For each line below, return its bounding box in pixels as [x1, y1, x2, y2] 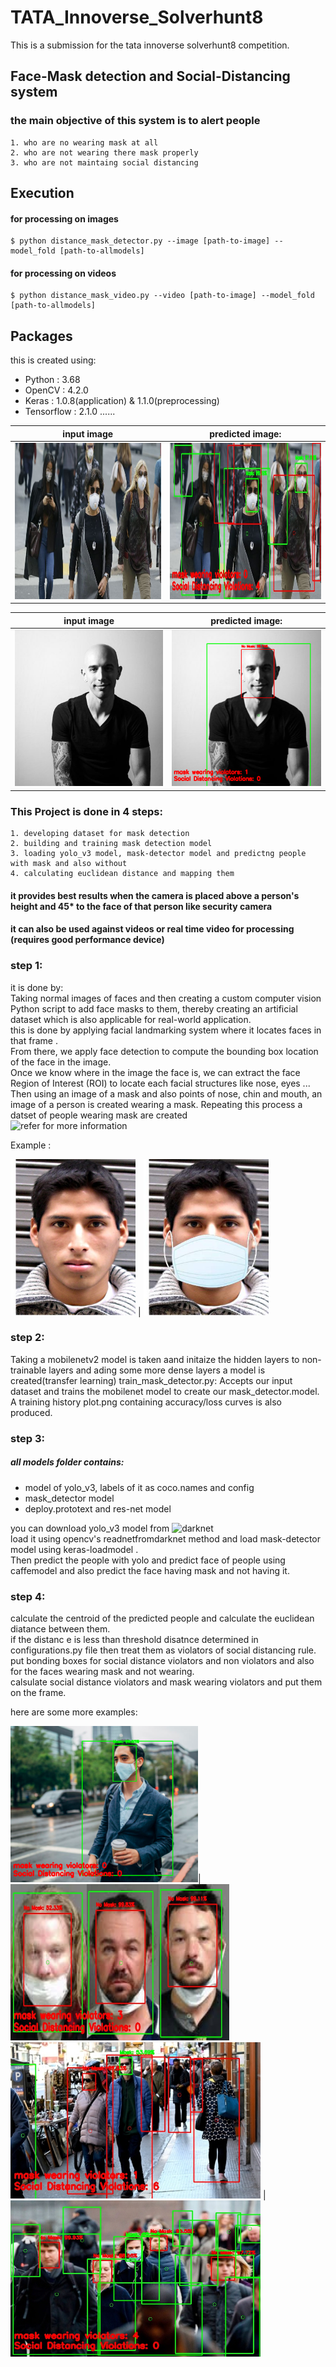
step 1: [10, 959, 43, 973]
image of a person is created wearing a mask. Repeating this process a [10, 1098, 303, 1110]
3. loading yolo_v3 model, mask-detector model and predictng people [10, 849, 307, 859]
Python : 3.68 [24, 374, 81, 386]
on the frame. [10, 1687, 67, 1698]
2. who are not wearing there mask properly [10, 147, 199, 158]
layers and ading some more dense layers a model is [48, 1364, 266, 1376]
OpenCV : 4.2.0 [24, 384, 89, 396]
